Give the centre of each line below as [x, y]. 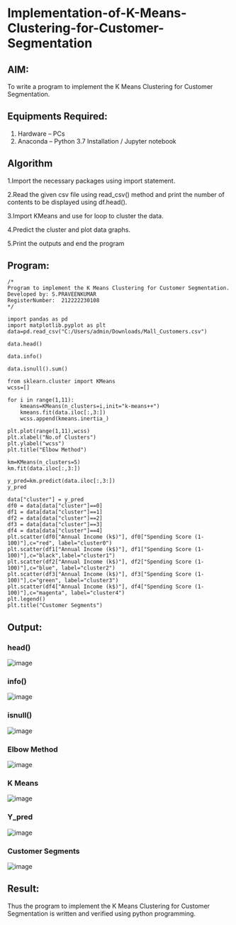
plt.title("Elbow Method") [47, 450]
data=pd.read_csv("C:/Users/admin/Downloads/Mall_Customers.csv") [107, 332]
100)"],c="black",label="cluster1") [61, 556]
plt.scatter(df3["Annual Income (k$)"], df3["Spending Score [100, 574]
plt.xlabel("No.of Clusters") [52, 438]
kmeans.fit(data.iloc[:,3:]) [63, 413]
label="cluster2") [88, 568]
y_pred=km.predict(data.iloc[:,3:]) [61, 481]
